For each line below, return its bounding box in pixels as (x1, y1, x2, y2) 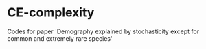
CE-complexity (7, 5, 95, 20)
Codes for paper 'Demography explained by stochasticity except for (7, 27, 200, 35)
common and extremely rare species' (7, 34, 113, 42)
